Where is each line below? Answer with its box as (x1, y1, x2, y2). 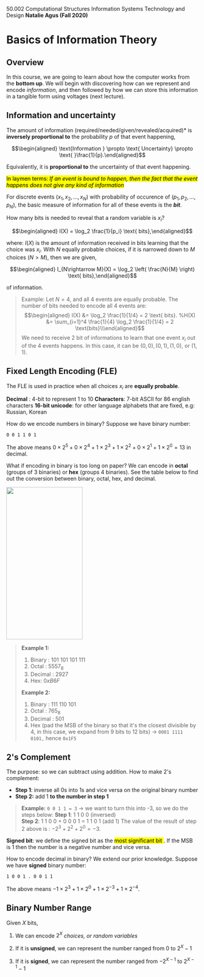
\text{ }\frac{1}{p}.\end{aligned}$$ (58, 151, 146, 158)
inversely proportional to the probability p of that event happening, (6, 133, 176, 140)
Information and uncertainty (6, 110, 116, 121)
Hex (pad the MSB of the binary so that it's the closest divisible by (30, 721, 197, 728)
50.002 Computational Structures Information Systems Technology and (6, 5, 185, 12)
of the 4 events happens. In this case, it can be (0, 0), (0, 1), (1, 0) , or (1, (21, 342, 197, 349)
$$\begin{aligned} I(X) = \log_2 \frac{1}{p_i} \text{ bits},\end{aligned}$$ (12, 228, 193, 235)
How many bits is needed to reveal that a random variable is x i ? (6, 214, 165, 223)
